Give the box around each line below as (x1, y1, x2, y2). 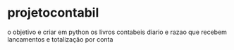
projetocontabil (7, 5, 99, 21)
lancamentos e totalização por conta (7, 35, 113, 43)
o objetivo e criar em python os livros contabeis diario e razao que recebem (7, 28, 228, 36)
